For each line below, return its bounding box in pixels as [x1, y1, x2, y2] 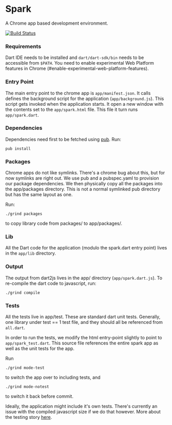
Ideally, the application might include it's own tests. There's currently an [5, 403, 158, 410]
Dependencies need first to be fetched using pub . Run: [5, 136, 122, 142]
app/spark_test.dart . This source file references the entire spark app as [5, 340, 159, 346]
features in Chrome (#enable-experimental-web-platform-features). [5, 65, 149, 72]
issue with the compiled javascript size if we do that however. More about [5, 409, 161, 415]
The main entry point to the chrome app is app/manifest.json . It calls [5, 90, 151, 96]
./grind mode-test [5, 365, 45, 371]
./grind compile [5, 290, 40, 295]
